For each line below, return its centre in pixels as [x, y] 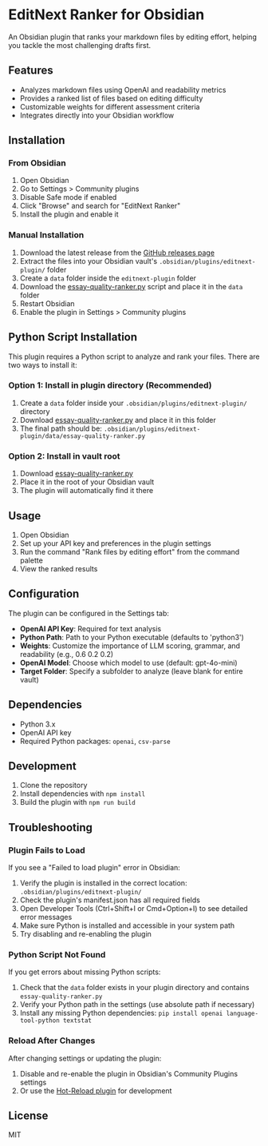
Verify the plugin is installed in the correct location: [103, 883]
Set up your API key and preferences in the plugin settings [115, 543]
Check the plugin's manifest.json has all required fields [110, 900]
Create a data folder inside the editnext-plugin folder [108, 278]
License [28, 1116]
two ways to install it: [43, 364]
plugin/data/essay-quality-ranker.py [83, 436]
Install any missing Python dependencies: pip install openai [121, 1013]
